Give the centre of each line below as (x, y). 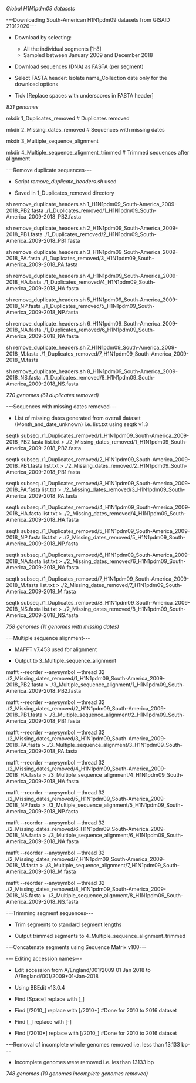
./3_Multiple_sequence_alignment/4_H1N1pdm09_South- (115, 775)
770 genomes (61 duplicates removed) (53, 395)
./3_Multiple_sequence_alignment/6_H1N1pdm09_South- (115, 835)
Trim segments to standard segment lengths (68, 924)
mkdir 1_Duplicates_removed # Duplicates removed (68, 118)
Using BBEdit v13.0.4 (40, 988)
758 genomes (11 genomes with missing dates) (62, 626)
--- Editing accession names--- (44, 958)
